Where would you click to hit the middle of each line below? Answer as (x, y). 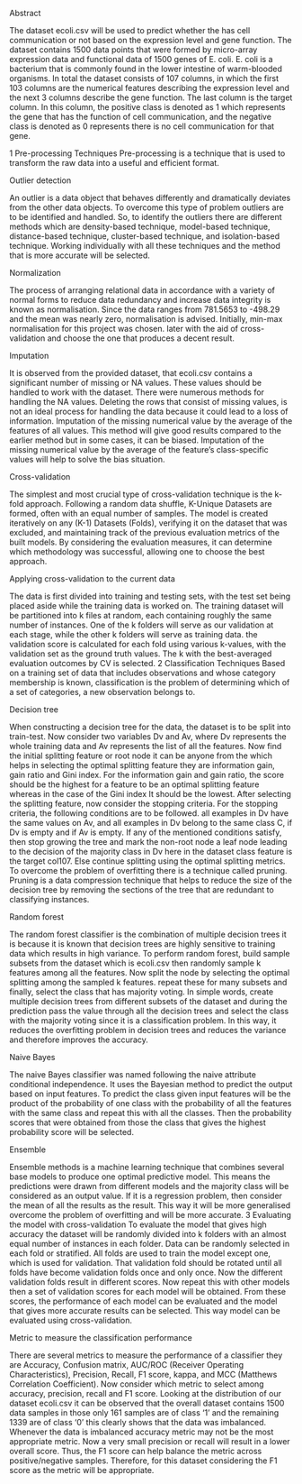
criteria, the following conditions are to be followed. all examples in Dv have (149, 813)
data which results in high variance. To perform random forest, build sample (150, 953)
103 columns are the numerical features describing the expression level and (150, 88)
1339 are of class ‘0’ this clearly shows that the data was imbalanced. (138, 1422)
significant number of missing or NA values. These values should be (136, 383)
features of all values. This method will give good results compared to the (145, 431)
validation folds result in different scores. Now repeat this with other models (150, 1282)
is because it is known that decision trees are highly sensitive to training (142, 944)
